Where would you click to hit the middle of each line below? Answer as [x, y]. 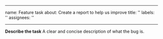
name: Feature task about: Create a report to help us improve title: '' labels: [80, 12]
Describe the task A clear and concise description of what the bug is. [75, 31]
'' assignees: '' [20, 18]
